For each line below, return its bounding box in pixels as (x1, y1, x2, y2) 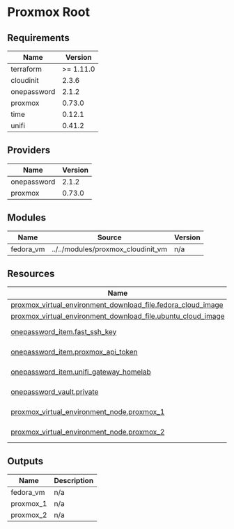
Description (54, 476, 94, 486)
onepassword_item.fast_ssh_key (10, 327, 117, 337)
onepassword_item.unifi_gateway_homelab (10, 367, 151, 377)
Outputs (7, 455, 44, 467)
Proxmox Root (7, 4, 91, 20)
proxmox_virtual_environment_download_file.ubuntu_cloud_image (10, 311, 225, 321)
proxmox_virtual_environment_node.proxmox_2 (10, 427, 165, 437)
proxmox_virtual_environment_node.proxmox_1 (10, 407, 165, 417)
